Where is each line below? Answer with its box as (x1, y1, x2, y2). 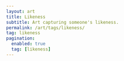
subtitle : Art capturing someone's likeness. (6, 19, 119, 25)
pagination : (6, 35, 35, 41)
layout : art (6, 8, 35, 15)
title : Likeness (6, 14, 46, 20)
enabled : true (11, 41, 46, 47)
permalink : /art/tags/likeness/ (6, 24, 85, 31)
